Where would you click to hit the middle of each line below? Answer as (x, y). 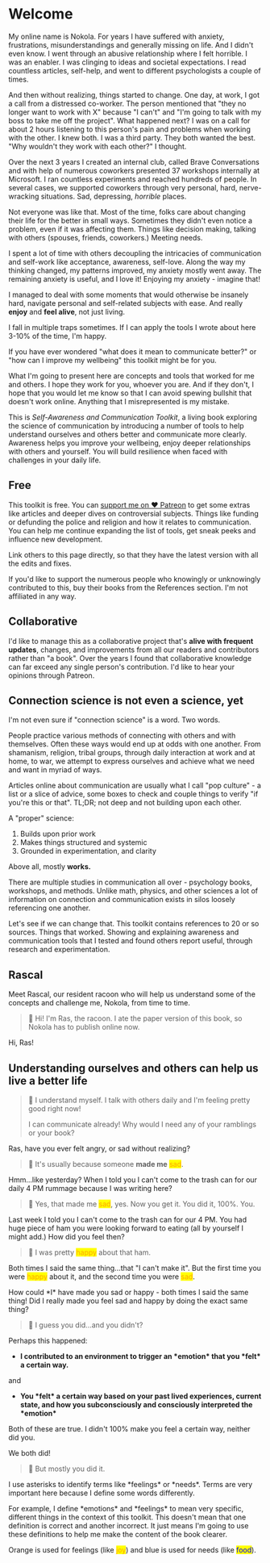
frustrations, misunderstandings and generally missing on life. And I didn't (131, 44)
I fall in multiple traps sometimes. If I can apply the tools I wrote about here (132, 327)
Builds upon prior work (58, 834)
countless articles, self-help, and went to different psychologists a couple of (135, 70)
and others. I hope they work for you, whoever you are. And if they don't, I (131, 384)
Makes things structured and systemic (83, 842)
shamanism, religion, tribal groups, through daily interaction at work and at (132, 753)
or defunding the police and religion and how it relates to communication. (130, 522)
